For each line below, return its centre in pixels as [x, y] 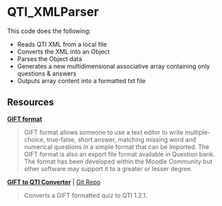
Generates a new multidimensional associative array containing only [113, 66]
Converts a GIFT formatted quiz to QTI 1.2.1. [86, 195]
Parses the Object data [49, 58]
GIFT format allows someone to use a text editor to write [103, 132]
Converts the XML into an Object [63, 51]
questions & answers [47, 73]
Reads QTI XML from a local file [62, 44]
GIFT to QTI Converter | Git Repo [54, 182]
